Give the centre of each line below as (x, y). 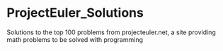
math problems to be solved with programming (75, 39)
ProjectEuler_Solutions (75, 13)
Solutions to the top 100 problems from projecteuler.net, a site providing (111, 32)
